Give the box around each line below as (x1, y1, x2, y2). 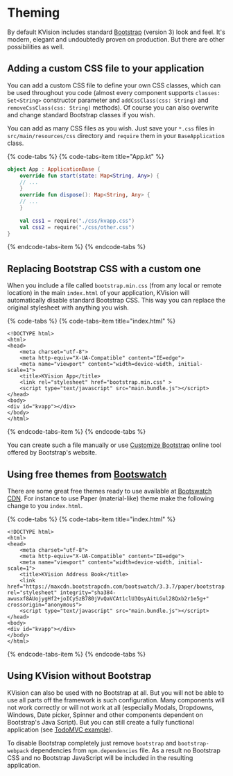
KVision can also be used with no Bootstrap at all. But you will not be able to (7, 689, 224, 697)
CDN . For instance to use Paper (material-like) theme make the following (7, 494, 214, 503)
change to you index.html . (7, 502, 83, 509)
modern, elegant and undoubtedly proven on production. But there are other (7, 35, 225, 43)
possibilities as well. (7, 42, 64, 51)
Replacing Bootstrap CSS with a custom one (7, 262, 201, 275)
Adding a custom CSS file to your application (7, 62, 205, 74)
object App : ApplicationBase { (7, 165, 101, 173)
